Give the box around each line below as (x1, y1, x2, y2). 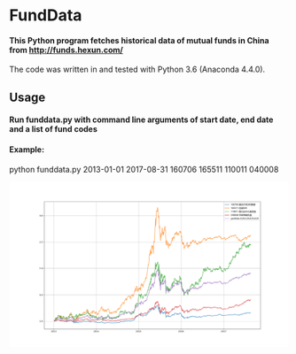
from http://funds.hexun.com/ (9, 44, 124, 55)
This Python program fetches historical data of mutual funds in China (9, 35, 269, 45)
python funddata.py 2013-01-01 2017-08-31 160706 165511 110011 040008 (9, 164, 279, 174)
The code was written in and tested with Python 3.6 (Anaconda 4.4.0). (9, 64, 266, 75)
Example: (9, 143, 45, 155)
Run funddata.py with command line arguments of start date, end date (9, 114, 274, 125)
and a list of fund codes (9, 124, 97, 135)
